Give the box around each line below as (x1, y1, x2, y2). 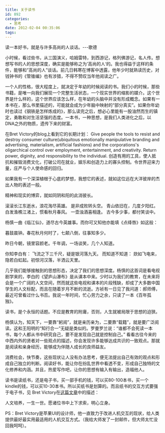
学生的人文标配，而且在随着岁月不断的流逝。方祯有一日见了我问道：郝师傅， (5, 286, 160, 292)
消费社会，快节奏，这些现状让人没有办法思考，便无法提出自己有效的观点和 (5, 354, 156, 360)
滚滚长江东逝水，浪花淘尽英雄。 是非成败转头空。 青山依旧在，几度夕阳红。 (5, 203, 158, 208)
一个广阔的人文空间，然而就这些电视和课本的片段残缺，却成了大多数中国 (13, 280, 160, 286)
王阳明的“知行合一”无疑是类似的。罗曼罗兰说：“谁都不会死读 (22, 326, 144, 331)
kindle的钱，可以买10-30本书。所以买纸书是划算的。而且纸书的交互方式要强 (5, 383, 158, 389)
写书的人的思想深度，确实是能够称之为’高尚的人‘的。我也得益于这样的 (9, 61, 150, 67)
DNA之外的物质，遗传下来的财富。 (5, 121, 75, 126)
